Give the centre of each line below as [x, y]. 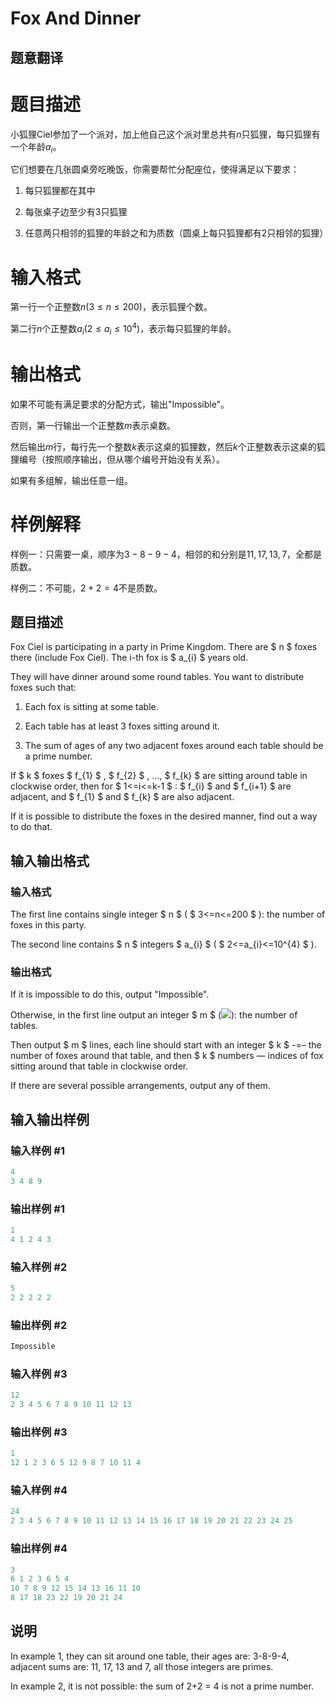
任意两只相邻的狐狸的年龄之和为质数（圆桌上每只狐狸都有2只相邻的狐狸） [176, 233]
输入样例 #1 [37, 1150]
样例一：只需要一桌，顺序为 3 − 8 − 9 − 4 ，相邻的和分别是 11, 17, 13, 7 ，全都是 [166, 554]
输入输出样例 [50, 1119]
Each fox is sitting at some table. [91, 707]
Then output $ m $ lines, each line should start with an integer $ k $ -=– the [166, 1045]
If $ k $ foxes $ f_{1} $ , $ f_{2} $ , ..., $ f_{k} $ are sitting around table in [159, 776]
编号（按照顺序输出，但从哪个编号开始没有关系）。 [121, 459]
